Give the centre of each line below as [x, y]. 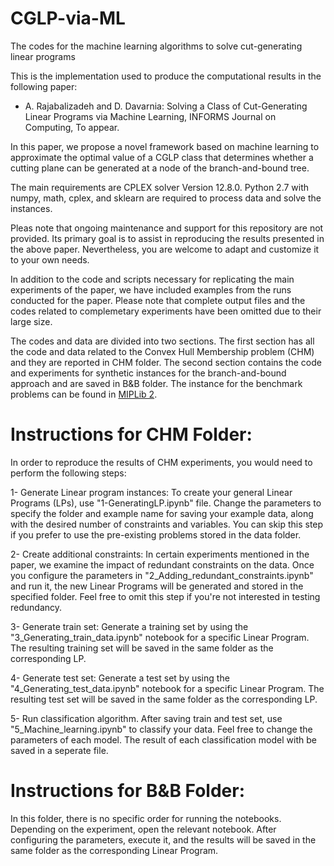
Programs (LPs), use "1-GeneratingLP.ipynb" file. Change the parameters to [166, 503]
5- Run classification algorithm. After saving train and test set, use [146, 718]
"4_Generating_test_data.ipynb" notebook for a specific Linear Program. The [167, 688]
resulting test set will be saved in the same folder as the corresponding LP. [164, 699]
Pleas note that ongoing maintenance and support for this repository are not [167, 228]
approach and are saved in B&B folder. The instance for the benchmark [156, 383]
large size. [31, 321]
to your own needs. [50, 259]
